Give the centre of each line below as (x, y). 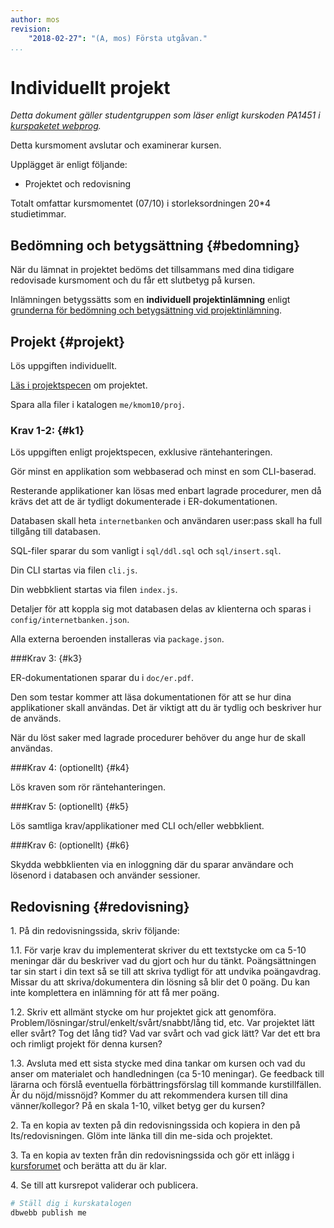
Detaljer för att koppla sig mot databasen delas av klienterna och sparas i (161, 609)
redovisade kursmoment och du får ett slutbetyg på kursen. (133, 280)
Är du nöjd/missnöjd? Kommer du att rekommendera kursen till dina (149, 1095)
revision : (31, 29)
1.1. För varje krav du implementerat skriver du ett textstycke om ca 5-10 (158, 950)
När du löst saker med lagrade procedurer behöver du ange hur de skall (158, 738)
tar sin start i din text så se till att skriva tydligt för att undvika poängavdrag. (166, 972)
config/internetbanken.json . (70, 620)
